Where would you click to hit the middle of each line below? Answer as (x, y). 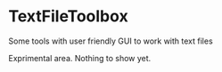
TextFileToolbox (68, 16)
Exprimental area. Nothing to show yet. (80, 58)
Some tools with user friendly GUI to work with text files (111, 41)
